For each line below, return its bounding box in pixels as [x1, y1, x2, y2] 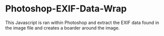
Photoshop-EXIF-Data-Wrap [5, 3, 127, 14]
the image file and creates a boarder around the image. [5, 24, 120, 30]
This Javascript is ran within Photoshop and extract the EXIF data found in [5, 19, 159, 25]
